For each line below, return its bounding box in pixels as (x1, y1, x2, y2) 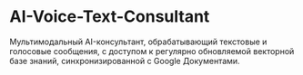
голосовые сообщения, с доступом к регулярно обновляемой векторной (9, 45, 295, 56)
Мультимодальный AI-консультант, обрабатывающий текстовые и (9, 36, 268, 47)
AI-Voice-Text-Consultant (9, 6, 210, 27)
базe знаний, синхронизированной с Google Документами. (9, 55, 240, 66)
